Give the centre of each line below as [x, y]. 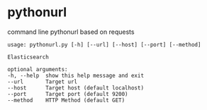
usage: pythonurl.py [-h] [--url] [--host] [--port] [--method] [104, 44]
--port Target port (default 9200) [68, 94]
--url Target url [43, 82]
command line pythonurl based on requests [71, 32]
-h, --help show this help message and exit [75, 75]
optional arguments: [38, 69]
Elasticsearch [28, 57]
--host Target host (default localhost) [75, 88]
